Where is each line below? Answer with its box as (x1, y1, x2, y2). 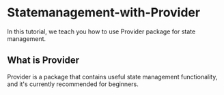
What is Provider (7, 55, 80, 66)
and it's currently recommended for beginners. (7, 80, 139, 88)
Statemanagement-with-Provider (7, 5, 200, 21)
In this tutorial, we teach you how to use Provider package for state (7, 27, 196, 36)
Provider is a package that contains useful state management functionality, (7, 72, 218, 81)
